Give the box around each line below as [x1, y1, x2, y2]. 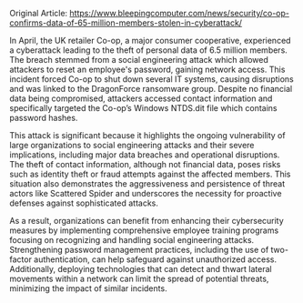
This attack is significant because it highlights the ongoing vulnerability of [9, 130, 286, 140]
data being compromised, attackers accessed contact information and [9, 93, 273, 104]
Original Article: [9, 8, 68, 18]
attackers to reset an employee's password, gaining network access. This [9, 64, 286, 75]
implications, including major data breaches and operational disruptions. [9, 149, 280, 160]
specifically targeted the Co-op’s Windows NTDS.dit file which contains [9, 103, 278, 113]
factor [9, 254, 32, 265]
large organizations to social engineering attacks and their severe [9, 140, 255, 150]
